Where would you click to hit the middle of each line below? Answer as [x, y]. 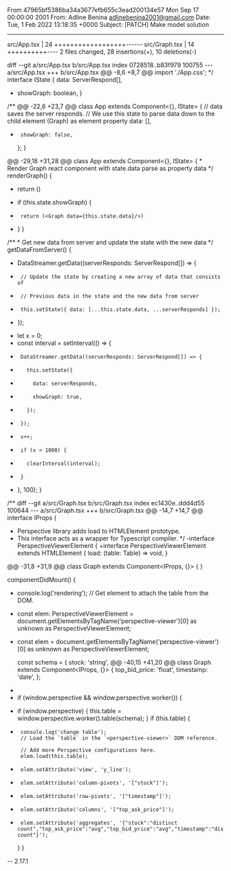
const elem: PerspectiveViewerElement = [75, 613]
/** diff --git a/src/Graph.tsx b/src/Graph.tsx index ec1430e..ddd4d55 [106, 503]
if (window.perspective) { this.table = [69, 711]
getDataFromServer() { [40, 250]
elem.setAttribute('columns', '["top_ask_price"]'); [97, 810]
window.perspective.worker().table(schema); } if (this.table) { [103, 718]
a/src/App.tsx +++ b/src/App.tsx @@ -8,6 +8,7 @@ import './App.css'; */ [110, 72]
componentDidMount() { [42, 580]
